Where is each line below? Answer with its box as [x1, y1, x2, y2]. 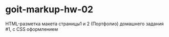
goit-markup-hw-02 [5, 4, 94, 15]
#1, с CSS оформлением [5, 26, 58, 32]
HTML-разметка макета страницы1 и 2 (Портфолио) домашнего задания [5, 21, 164, 27]
